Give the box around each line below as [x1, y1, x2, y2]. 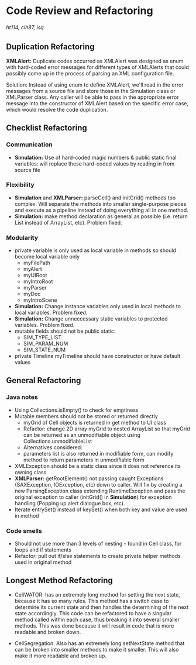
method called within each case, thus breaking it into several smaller [14, 616, 180, 623]
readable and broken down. [14, 628, 81, 635]
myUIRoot [23, 272, 47, 279]
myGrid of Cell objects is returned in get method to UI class [23, 419, 167, 426]
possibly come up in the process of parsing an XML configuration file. [6, 70, 174, 77]
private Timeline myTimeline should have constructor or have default [14, 353, 181, 360]
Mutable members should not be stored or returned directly [14, 412, 158, 419]
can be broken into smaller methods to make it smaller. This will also [14, 646, 179, 653]
